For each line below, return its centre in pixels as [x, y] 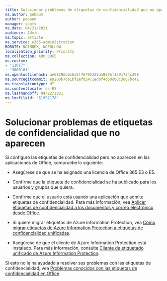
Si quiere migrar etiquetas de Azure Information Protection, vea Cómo [84, 223]
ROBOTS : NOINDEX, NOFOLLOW [33, 47]
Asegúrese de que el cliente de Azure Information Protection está [79, 243]
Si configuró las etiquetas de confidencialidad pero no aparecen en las [78, 157]
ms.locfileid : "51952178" [32, 98]
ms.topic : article [24, 38]
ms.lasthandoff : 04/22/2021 [34, 93]
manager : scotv [21, 24]
